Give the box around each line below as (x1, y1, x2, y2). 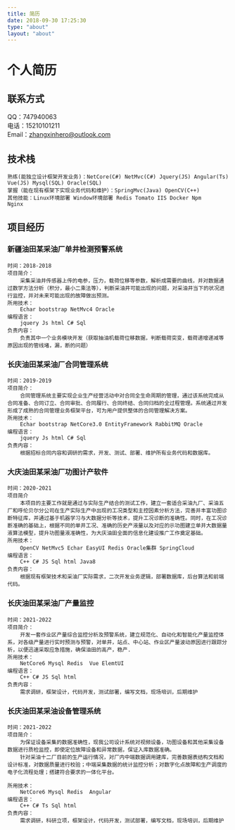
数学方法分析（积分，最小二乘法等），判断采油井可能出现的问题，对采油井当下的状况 (12, 285, 220, 292)
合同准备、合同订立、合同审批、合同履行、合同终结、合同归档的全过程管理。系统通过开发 (7, 399, 227, 407)
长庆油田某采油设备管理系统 (7, 706, 101, 716)
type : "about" (7, 23, 49, 30)
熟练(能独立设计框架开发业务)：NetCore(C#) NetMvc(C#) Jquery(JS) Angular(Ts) (7, 173, 229, 180)
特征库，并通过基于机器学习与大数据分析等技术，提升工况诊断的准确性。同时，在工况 (12, 515, 222, 522)
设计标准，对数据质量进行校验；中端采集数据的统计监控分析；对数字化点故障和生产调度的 (7, 761, 227, 768)
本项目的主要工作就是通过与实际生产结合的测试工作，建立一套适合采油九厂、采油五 (20, 500, 224, 507)
